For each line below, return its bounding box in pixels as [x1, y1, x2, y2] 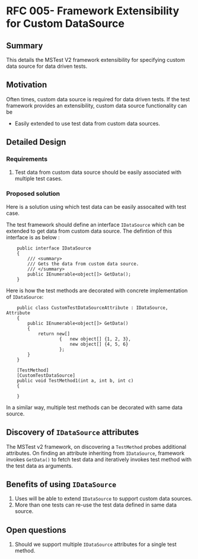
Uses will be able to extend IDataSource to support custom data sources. [14, 495, 193, 502]
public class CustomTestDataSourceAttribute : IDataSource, [17, 305, 168, 311]
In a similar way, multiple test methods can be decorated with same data [6, 404, 183, 411]
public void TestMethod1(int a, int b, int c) [17, 377, 134, 383]
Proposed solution [6, 189, 60, 198]
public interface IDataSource [17, 245, 92, 251]
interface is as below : [6, 233, 60, 241]
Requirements [6, 155, 48, 163]
